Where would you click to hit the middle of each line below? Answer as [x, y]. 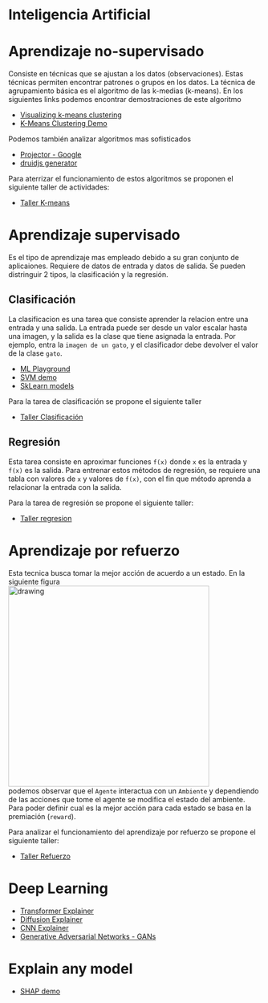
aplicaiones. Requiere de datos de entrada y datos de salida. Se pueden [127, 266]
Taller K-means [45, 203]
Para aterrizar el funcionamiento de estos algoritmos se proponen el [121, 179]
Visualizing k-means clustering [71, 115]
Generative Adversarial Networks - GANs [88, 936]
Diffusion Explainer [51, 919]
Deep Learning [58, 888]
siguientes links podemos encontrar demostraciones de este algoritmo [125, 100]
